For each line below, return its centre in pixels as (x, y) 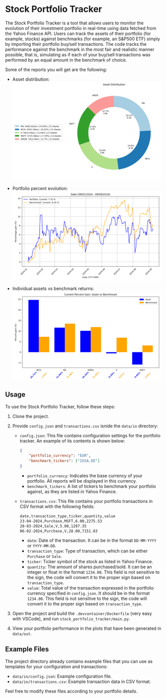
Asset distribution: (31, 79)
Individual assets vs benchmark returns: (53, 288)
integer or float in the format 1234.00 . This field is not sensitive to (93, 572)
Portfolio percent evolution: (40, 188)
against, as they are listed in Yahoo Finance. (72, 492)
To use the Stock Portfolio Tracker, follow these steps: (60, 406)
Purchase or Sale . (44, 556)
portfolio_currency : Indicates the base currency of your (85, 476)
